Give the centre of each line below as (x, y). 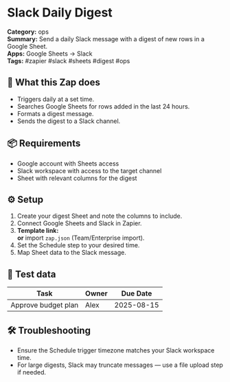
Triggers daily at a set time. (56, 99)
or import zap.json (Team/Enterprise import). (81, 238)
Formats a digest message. (55, 113)
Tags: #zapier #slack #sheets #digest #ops (69, 60)
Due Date (137, 293)
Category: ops (28, 32)
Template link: (38, 231)
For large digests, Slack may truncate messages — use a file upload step (120, 365)
